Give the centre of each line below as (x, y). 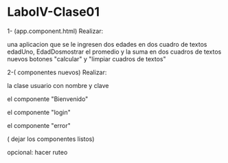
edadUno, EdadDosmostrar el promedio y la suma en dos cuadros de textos (114, 52)
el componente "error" (39, 125)
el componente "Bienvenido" (48, 99)
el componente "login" (39, 112)
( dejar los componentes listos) (51, 139)
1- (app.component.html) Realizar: (55, 31)
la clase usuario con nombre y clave (58, 85)
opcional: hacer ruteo (37, 152)
